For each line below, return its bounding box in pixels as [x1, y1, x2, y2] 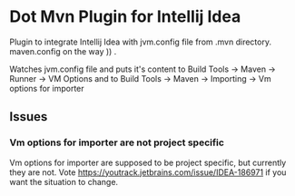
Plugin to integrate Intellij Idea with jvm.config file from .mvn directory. [9, 36, 272, 47]
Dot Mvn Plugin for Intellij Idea [9, 6, 241, 27]
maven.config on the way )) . [9, 45, 117, 56]
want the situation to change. [9, 176, 119, 187]
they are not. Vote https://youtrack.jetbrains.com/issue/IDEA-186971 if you [9, 166, 287, 178]
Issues [9, 109, 48, 124]
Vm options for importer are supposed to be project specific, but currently [9, 157, 287, 168]
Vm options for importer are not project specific [9, 136, 225, 149]
